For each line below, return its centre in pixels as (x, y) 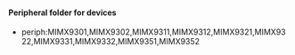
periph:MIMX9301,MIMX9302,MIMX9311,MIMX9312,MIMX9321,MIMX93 (153, 32)
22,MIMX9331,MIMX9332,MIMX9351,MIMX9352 (111, 42)
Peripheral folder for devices (62, 12)
